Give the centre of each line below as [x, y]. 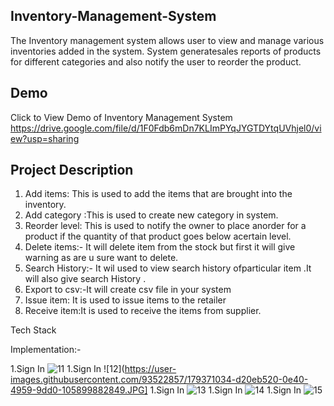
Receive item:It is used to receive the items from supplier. [143, 311]
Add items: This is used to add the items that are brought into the [158, 194]
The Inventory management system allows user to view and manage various [167, 40]
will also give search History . [85, 279]
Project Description [72, 170]
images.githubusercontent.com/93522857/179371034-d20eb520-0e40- [159, 380]
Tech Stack [33, 330]
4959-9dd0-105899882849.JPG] [79, 390]
